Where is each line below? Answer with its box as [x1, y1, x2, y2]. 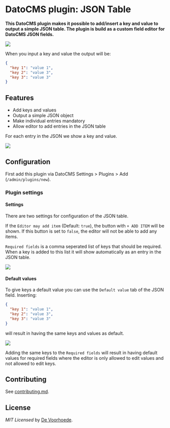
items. [5, 234, 18, 240]
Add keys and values [12, 107, 57, 113]
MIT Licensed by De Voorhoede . [5, 417, 73, 423]
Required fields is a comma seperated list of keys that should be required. [5, 243, 162, 250]
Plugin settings [5, 189, 43, 196]
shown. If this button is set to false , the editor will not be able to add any [5, 228, 157, 235]
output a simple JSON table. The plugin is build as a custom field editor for [5, 25, 165, 32]
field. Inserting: [5, 292, 37, 298]
